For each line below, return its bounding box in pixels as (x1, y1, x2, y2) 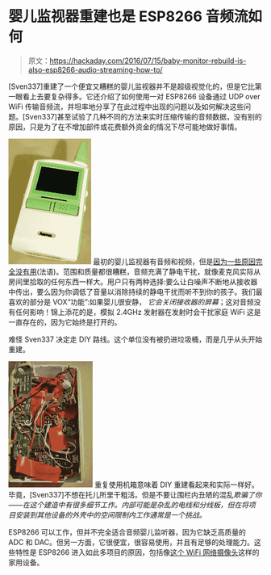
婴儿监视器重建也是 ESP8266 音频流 (8, 7, 248, 26)
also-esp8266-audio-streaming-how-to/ (27, 65, 163, 74)
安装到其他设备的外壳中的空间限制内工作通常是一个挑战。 (15, 510, 206, 519)
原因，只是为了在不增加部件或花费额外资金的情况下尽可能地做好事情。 (8, 122, 242, 132)
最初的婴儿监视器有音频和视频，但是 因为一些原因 (92, 256, 256, 267)
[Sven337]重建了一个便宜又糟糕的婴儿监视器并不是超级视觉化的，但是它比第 (8, 82, 262, 91)
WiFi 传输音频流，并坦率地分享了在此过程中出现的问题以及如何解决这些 (8, 102, 244, 111)
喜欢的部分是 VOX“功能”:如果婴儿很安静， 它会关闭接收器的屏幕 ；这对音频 (8, 296, 254, 307)
